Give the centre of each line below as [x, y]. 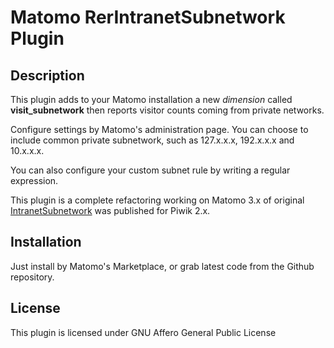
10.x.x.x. [27, 150]
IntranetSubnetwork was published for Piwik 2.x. [110, 210]
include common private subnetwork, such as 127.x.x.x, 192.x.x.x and [152, 140]
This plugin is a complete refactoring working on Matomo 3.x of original [157, 200]
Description [47, 75]
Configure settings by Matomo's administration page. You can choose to [159, 129]
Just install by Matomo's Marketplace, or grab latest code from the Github [162, 266]
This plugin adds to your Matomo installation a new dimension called [151, 99]
